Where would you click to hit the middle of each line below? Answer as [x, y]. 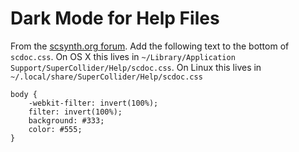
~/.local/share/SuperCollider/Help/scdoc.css [106, 77]
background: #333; [66, 120]
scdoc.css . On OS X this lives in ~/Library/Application [123, 56]
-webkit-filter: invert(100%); [93, 103]
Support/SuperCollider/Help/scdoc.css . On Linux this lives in [136, 67]
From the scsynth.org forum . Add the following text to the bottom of [150, 46]
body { [24, 94]
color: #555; [55, 129]
